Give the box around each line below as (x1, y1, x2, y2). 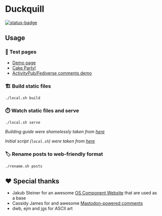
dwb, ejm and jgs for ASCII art (12, 206, 73, 212)
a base (12, 195, 26, 201)
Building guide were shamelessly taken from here (5, 129, 105, 135)
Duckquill (5, 3, 45, 15)
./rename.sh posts (5, 164, 43, 168)
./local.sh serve (5, 120, 41, 125)
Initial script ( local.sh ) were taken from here (5, 138, 95, 144)
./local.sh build (5, 96, 41, 100)
